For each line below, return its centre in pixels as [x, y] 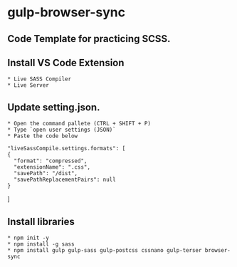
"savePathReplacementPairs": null [65, 180]
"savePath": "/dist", [46, 174]
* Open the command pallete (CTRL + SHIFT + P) [79, 124]
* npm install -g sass [41, 244]
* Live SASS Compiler [39, 79]
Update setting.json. [54, 107]
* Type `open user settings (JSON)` [62, 130]
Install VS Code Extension [66, 62]
